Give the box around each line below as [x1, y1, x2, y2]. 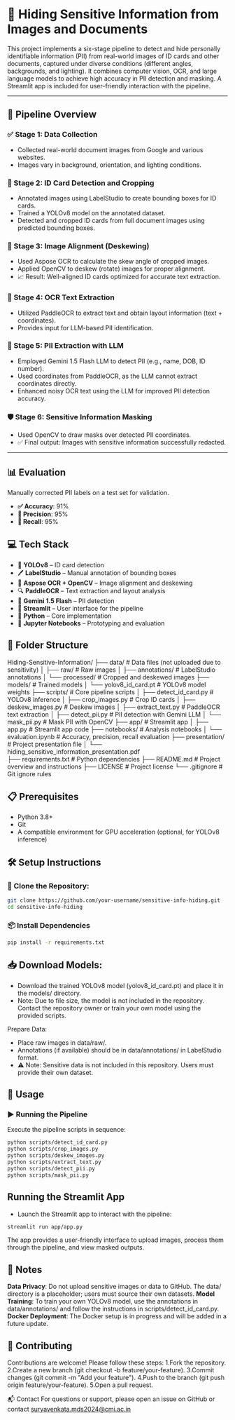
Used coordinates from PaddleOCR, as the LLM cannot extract [17, 372, 198, 380]
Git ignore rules [7, 769, 52, 778]
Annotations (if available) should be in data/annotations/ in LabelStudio [17, 1046, 222, 1054]
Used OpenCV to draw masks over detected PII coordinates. [17, 431, 192, 439]
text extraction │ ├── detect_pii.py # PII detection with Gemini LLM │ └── [7, 710, 222, 718]
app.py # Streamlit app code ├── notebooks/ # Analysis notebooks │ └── [7, 725, 222, 733]
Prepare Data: [7, 1025, 48, 1033]
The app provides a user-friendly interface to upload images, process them [7, 1236, 224, 1244]
